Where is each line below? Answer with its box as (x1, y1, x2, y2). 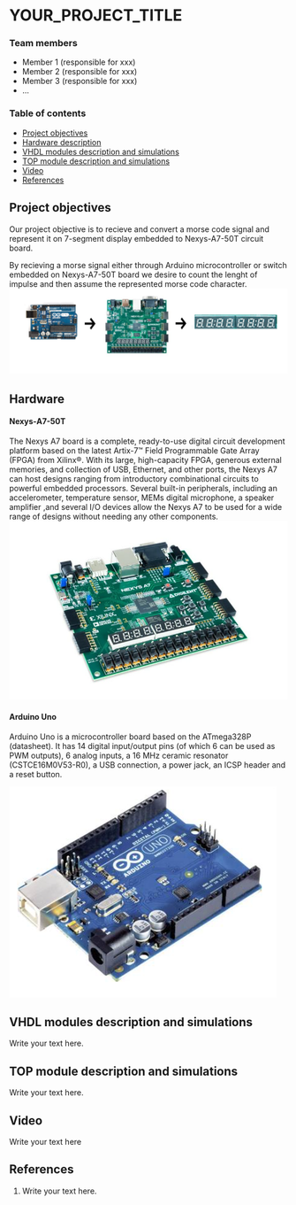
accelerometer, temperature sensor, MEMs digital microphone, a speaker (9, 492, 275, 503)
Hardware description (21, 136, 102, 147)
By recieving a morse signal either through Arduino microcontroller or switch (9, 259, 287, 270)
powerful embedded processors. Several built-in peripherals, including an (9, 483, 278, 493)
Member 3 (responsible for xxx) (21, 76, 138, 87)
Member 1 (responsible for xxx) (21, 57, 136, 67)
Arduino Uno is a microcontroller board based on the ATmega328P (9, 731, 252, 742)
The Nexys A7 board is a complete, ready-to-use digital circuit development (9, 436, 285, 446)
